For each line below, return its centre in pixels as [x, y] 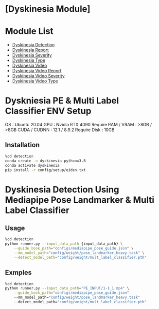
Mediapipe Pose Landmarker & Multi [80, 200]
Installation [22, 145]
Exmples [18, 273]
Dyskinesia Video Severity [38, 76]
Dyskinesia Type [29, 60]
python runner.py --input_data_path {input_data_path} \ [64, 244]
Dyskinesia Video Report [37, 71]
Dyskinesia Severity [32, 55]
